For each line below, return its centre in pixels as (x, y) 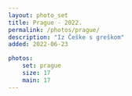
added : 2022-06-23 (38, 44)
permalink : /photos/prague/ (54, 30)
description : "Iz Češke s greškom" (66, 37)
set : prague (42, 66)
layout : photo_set (38, 15)
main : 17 (37, 80)
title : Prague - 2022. (45, 23)
